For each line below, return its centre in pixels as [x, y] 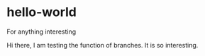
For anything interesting [41, 31]
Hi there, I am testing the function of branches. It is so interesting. [102, 45]
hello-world [42, 12]
